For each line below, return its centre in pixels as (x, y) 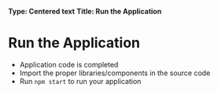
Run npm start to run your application (80, 81)
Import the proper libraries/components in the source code (115, 73)
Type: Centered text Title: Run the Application (85, 11)
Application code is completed (69, 64)
